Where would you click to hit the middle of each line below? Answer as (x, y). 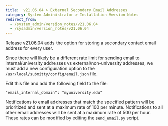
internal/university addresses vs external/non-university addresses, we (79, 63)
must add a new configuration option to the (50, 69)
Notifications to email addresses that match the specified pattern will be (80, 102)
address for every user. (30, 48)
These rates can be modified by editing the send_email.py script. (72, 118)
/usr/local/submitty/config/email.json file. (51, 74)
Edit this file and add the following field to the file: (57, 84)
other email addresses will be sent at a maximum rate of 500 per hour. (78, 113)
